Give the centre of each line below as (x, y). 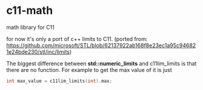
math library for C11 (30, 27)
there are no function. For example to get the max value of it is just (89, 69)
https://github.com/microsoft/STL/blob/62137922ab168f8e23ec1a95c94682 (101, 45)
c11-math (30, 11)
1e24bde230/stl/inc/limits (38, 51)
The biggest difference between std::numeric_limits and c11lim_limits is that (101, 63)
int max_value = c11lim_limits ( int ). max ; (59, 81)
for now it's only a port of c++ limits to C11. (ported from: (77, 39)
